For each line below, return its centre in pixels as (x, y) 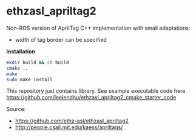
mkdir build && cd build (38, 62)
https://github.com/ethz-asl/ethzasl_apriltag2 (72, 121)
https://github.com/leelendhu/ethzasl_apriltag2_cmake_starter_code (91, 98)
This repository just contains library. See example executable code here (96, 91)
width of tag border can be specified (61, 39)
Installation (21, 51)
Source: (16, 109)
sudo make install (29, 79)
